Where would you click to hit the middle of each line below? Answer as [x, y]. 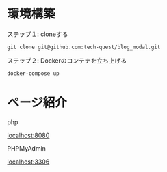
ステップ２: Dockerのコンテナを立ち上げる [67, 60]
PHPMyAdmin [27, 148]
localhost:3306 [28, 162]
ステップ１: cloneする [38, 34]
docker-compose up [33, 73]
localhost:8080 [28, 135]
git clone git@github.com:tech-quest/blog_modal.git [84, 47]
